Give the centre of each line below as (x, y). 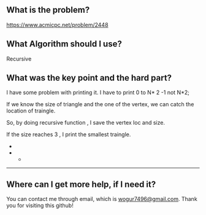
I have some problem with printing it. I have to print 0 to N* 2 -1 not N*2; (98, 93)
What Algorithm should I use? (64, 44)
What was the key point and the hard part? (89, 78)
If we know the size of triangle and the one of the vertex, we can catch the (100, 104)
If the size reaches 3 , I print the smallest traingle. (69, 134)
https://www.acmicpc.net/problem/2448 (57, 24)
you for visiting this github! (40, 206)
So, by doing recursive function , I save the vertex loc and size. (86, 123)
